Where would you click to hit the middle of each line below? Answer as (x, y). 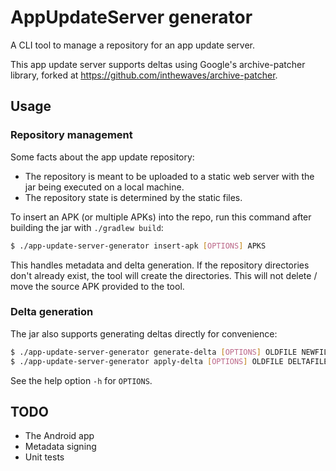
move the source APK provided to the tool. (97, 286)
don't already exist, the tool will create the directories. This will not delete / (164, 275)
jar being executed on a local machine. (104, 187)
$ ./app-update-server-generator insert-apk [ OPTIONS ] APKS (138, 246)
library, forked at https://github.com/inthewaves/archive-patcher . (144, 75)
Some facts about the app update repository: (102, 157)
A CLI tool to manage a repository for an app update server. (133, 45)
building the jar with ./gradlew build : (87, 227)
